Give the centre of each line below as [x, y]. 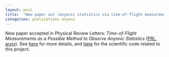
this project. [18, 49]
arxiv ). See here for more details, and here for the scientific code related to [83, 44]
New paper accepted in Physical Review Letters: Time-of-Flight [71, 33]
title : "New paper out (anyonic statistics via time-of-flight [74, 14]
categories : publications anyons [40, 19]
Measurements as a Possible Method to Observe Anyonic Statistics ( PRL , [81, 38]
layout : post [19, 10]
